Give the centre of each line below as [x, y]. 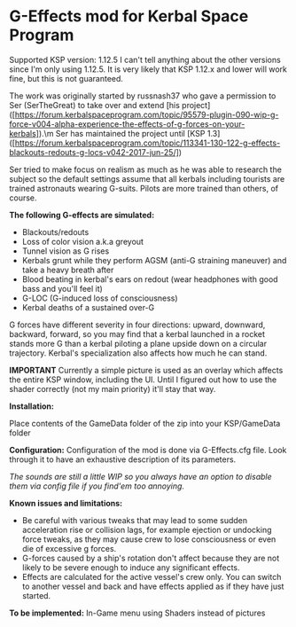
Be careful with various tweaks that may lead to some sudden [135, 520]
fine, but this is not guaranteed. [66, 78]
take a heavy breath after [68, 270]
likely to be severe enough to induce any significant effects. [131, 567]
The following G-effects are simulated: [82, 215]
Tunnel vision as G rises [66, 251]
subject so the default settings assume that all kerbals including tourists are [147, 178]
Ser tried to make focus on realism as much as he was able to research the [145, 169]
